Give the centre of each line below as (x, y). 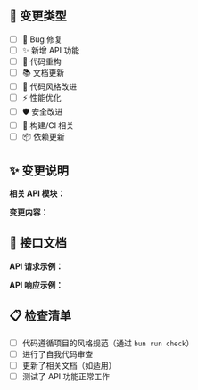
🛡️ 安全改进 (42, 112)
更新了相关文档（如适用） (69, 365)
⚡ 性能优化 (41, 98)
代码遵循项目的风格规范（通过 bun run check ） (108, 343)
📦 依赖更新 (43, 137)
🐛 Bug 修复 (42, 39)
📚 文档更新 (43, 73)
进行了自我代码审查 (58, 353)
